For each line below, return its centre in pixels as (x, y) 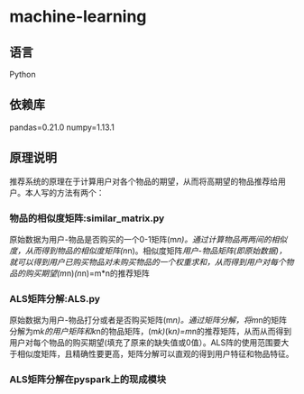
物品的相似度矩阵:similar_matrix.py (87, 218)
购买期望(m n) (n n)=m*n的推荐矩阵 (88, 273)
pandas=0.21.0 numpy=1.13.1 (62, 127)
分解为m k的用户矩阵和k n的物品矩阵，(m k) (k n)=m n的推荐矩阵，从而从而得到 (151, 332)
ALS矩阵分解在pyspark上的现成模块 (88, 380)
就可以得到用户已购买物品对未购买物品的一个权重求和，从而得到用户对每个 (147, 261)
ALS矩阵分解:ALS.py (55, 298)
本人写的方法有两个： (64, 192)
